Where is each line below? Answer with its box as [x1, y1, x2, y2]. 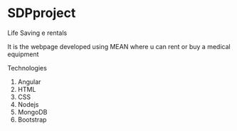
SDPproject [7, 5, 76, 21]
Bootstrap [17, 115, 47, 124]
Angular [17, 77, 41, 86]
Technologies [7, 63, 48, 72]
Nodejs [17, 100, 39, 108]
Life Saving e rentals [7, 28, 68, 37]
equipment [7, 50, 39, 58]
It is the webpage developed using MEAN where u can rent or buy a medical [7, 42, 231, 51]
